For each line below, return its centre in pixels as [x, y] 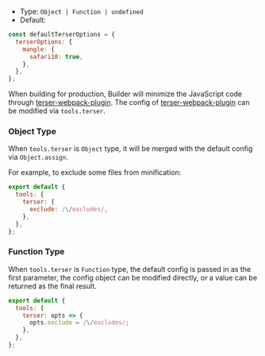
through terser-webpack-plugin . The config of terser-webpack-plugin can [129, 103]
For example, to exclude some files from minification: [95, 172]
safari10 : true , [56, 56]
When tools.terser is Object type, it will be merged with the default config [131, 149]
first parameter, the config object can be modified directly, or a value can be [133, 277]
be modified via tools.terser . [57, 111]
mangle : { [39, 49]
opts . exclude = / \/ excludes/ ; [79, 323]
